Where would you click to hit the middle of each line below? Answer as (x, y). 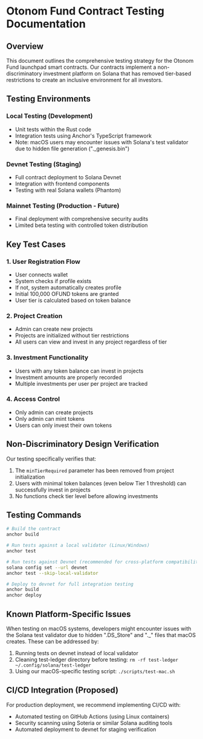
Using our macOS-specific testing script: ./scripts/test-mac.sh (95, 671)
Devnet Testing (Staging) (44, 164)
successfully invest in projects (53, 490)
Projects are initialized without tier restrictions (72, 336)
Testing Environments (49, 99)
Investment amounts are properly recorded (68, 377)
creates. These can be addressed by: (53, 642)
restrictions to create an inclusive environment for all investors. (85, 80)
